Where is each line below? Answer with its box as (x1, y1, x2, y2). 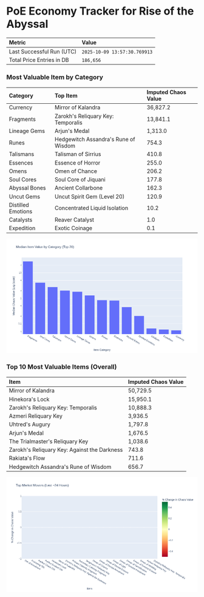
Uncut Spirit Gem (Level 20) (54, 193, 125, 200)
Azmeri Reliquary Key (8, 412, 63, 420)
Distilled (8, 201, 29, 208)
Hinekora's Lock (8, 395, 50, 403)
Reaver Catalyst (54, 216, 94, 223)
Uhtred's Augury (8, 421, 50, 428)
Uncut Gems (8, 193, 41, 200)
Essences (8, 159, 33, 166)
